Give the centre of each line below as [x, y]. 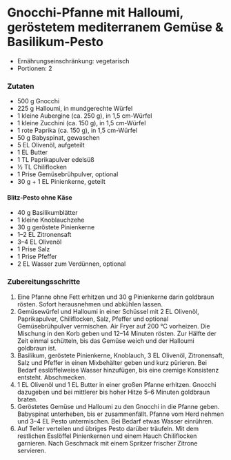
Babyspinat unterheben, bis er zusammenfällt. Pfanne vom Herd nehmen [120, 414]
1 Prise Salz [33, 249]
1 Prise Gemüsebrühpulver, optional [68, 174]
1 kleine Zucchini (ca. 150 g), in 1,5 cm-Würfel [81, 123]
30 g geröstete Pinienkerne [56, 227]
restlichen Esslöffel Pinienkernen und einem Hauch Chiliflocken [107, 436]
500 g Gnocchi [38, 101]
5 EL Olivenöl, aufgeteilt [51, 145]
